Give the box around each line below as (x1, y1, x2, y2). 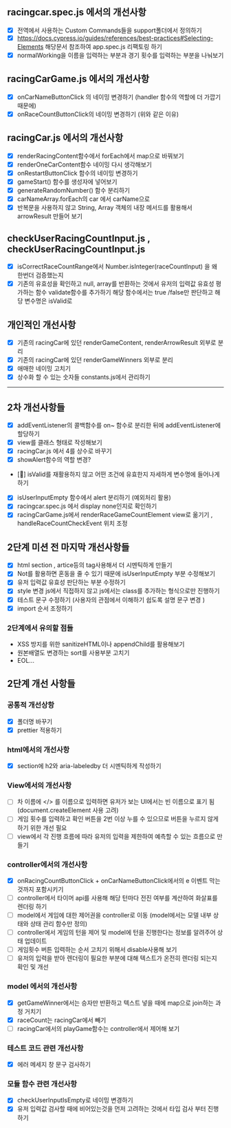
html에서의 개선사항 (7, 745, 70, 754)
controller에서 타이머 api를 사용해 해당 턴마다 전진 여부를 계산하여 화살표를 (16, 893, 218, 902)
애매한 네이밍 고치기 (16, 364, 71, 373)
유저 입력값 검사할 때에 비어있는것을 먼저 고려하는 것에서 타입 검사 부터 (16, 1105, 206, 1113)
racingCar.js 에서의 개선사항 (7, 132, 124, 144)
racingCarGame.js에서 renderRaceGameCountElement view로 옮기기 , (16, 511, 213, 519)
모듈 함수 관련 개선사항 (7, 1079, 78, 1089)
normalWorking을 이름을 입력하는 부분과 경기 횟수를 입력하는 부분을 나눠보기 (16, 51, 224, 59)
